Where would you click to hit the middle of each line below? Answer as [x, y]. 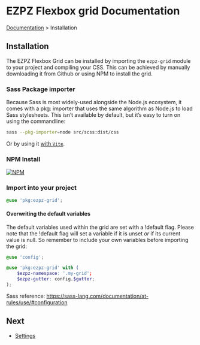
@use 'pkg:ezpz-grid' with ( [43, 268]
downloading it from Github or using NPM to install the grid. [79, 74]
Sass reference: [26, 296]
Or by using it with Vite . [36, 143]
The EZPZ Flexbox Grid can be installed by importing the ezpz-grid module [99, 60]
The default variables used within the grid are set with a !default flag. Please [100, 227]
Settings [25, 335]
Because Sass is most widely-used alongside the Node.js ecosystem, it [94, 102]
